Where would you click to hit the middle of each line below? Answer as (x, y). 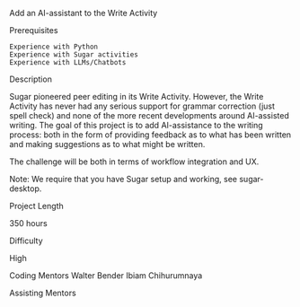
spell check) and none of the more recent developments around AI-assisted (149, 115)
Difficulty (26, 241)
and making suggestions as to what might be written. (107, 144)
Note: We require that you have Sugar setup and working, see (124, 179)
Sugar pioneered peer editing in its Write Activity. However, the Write (137, 96)
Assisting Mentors (43, 293)
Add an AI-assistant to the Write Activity (84, 13)
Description (31, 79)
